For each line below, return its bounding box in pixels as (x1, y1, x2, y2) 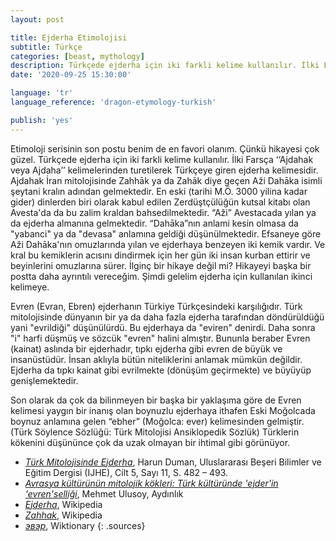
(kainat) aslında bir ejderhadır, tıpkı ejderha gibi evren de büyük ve (10, 342, 283, 355)
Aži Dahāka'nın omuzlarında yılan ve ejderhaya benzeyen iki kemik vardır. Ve (10, 238, 326, 250)
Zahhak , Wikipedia (24, 509, 103, 521)
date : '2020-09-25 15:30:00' (10, 70, 132, 80)
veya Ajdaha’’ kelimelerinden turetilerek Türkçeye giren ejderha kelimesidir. (10, 164, 319, 176)
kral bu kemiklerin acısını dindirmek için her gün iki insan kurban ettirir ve (10, 249, 311, 261)
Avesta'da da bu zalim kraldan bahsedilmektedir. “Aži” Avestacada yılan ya (10, 206, 317, 218)
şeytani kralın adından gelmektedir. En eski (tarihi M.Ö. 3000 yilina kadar (10, 185, 308, 197)
